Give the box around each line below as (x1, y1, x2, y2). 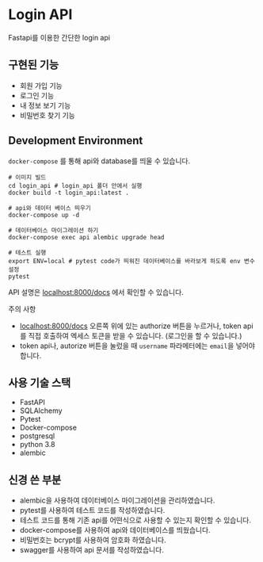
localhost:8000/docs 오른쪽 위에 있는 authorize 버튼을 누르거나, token (19, 321, 242, 331)
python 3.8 (19, 440, 55, 449)
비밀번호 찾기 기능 (19, 110, 75, 120)
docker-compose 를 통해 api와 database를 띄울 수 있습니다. (8, 156, 191, 166)
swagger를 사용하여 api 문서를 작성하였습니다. (19, 545, 164, 555)
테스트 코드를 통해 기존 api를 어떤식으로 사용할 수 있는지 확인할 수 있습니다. (19, 515, 252, 525)
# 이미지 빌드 (8, 173, 47, 182)
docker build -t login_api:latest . (8, 189, 129, 197)
